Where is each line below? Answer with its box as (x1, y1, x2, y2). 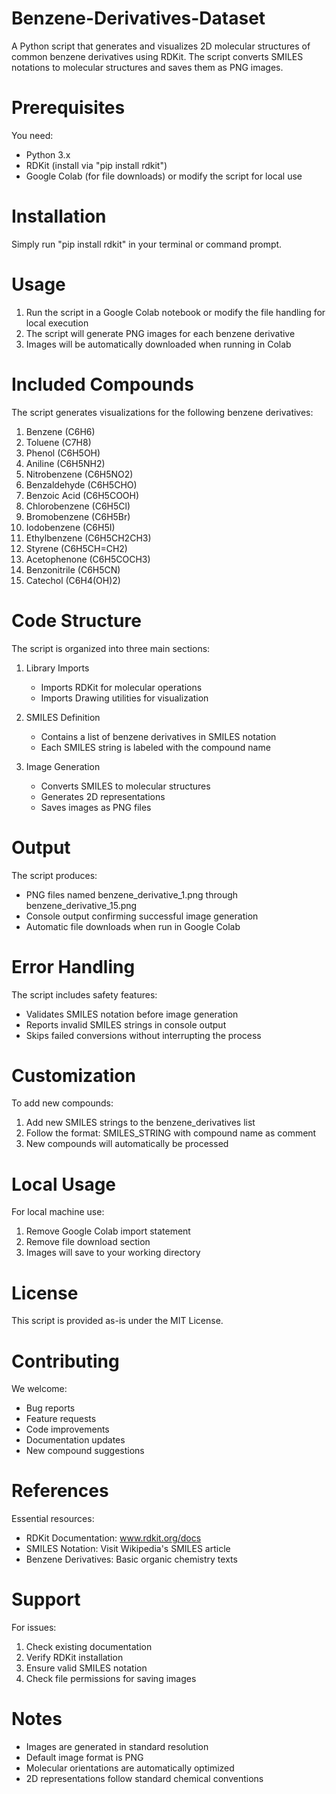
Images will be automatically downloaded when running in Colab (25, 338, 292, 350)
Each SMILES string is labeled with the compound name (40, 741, 271, 753)
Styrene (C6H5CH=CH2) (25, 542, 128, 554)
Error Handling (11, 955, 136, 978)
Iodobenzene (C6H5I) (25, 521, 116, 533)
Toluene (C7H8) (25, 436, 92, 448)
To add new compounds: (11, 1097, 114, 1109)
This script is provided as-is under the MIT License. (11, 1315, 224, 1327)
